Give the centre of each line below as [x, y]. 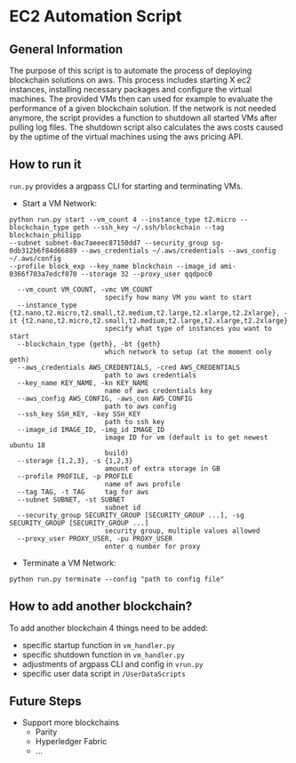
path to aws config [140, 406]
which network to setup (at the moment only [188, 352]
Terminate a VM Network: [69, 563]
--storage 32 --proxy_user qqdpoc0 [147, 274]
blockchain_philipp [45, 235]
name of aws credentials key [159, 390]
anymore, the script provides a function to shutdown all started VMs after [143, 118]
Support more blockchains [71, 723]
